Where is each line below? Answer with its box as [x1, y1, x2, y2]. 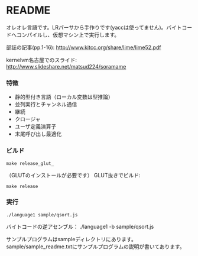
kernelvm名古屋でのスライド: [6, 56, 77, 63]
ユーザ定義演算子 [14, 123, 57, 130]
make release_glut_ [6, 160, 54, 166]
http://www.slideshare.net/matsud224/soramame [6, 63, 126, 70]
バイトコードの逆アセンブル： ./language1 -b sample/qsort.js [6, 223, 154, 230]
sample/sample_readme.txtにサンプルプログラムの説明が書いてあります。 [6, 243, 185, 250]
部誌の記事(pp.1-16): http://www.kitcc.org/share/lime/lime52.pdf [6, 44, 161, 51]
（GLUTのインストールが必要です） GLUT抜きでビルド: [6, 171, 141, 179]
